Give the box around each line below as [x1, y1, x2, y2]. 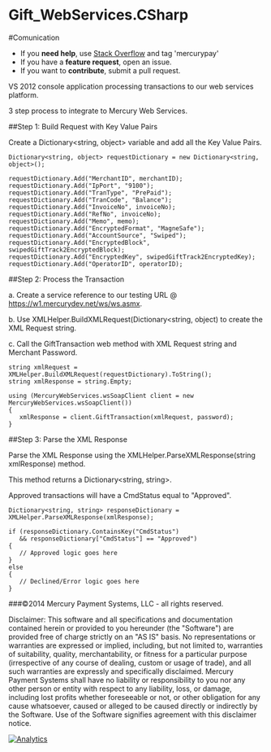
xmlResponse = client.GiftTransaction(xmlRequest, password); [19, 413, 234, 421]
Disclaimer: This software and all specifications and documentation [8, 614, 233, 624]
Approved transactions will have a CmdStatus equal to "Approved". [8, 490, 232, 500]
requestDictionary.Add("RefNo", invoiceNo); [8, 210, 161, 218]
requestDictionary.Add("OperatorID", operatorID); [8, 260, 183, 268]
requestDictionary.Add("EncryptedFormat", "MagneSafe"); [8, 224, 205, 233]
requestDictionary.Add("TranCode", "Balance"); [8, 195, 173, 204]
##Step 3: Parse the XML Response [8, 434, 128, 444]
